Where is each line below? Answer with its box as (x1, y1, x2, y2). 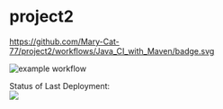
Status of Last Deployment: (9, 80, 111, 91)
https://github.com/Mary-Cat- (9, 36, 120, 47)
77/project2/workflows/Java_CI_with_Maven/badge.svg (9, 45, 215, 56)
